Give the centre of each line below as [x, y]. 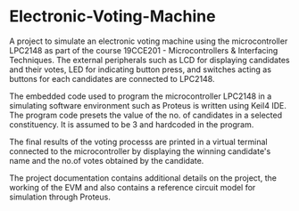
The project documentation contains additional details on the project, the [143, 178]
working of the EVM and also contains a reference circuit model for [133, 187]
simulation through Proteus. [60, 197]
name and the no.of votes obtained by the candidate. [107, 160]
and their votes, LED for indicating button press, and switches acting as [141, 69]
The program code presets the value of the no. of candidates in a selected [146, 115]
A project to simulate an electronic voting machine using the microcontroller [149, 41]
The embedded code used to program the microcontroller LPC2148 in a [141, 96]
